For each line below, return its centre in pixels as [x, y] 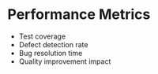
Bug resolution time [51, 53]
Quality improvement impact [65, 61]
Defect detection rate [53, 44]
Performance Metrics [79, 15]
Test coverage [42, 36]
